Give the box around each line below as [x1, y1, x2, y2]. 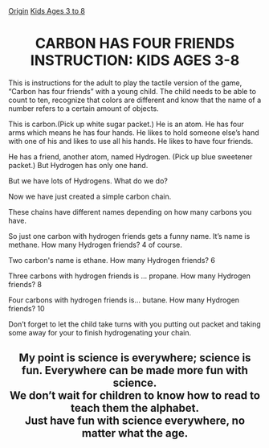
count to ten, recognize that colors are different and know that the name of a [8, 95, 262, 105]
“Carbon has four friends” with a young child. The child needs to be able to [8, 86, 257, 96]
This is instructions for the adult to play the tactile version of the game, [8, 78, 243, 88]
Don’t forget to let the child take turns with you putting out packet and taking [8, 319, 261, 329]
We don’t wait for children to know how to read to [9, 388, 261, 403]
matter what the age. [81, 426, 189, 440]
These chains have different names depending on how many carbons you [8, 207, 252, 216]
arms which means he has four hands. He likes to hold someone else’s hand [8, 127, 259, 138]
